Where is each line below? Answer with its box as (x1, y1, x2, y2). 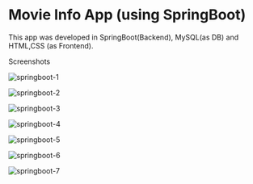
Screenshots (8, 56, 51, 66)
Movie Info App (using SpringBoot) (8, 6, 247, 24)
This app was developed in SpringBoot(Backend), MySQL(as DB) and (8, 32, 239, 42)
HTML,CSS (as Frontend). (8, 40, 94, 50)
